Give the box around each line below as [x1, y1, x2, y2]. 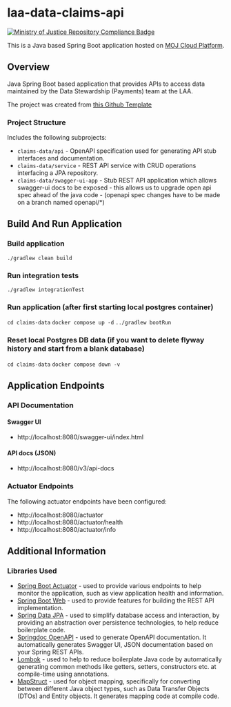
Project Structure [7, 118, 66, 127]
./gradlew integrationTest [7, 286, 85, 293]
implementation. [17, 604, 63, 612]
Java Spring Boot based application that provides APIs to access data [7, 80, 205, 88]
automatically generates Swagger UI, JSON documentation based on [17, 641, 214, 649]
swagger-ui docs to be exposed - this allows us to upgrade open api [17, 183, 212, 192]
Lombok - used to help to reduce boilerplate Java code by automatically [17, 655, 222, 663]
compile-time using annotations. [17, 670, 109, 679]
